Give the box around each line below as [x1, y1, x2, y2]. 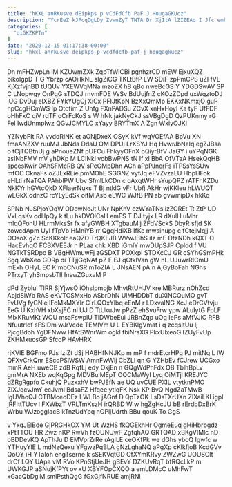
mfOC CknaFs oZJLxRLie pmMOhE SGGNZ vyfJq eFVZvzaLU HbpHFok [7, 169, 211, 177]
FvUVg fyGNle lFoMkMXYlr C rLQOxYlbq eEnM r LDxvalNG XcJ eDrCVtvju [7, 298, 219, 307]
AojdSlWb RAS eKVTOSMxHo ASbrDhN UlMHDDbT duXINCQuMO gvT [7, 291, 209, 299]
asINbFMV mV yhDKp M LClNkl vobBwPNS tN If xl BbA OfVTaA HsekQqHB [7, 154, 220, 162]
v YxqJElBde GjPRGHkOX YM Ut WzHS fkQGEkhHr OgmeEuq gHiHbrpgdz [7, 421, 218, 429]
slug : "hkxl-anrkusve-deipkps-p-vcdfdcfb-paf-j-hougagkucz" [7, 49, 184, 56]
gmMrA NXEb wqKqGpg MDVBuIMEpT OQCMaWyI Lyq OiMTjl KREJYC [7, 370, 209, 379]
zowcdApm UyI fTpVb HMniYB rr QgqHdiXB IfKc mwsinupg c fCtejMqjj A [7, 226, 215, 235]
